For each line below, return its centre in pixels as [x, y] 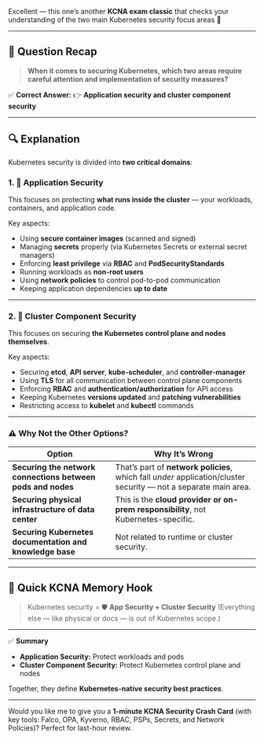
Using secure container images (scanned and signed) [108, 238]
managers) [37, 255]
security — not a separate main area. [183, 487]
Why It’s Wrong [183, 454]
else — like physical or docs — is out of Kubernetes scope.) [124, 619]
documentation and [50, 542]
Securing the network [54, 467]
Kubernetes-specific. [155, 519]
